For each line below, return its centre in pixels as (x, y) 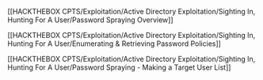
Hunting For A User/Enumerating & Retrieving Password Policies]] (114, 44)
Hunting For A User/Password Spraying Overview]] (90, 20)
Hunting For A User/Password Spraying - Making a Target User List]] (119, 67)
